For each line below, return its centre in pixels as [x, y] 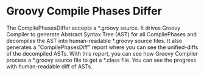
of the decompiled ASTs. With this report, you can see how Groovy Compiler [102, 53]
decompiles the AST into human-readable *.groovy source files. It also [94, 41]
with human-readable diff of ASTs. [49, 66]
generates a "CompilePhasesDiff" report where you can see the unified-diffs [102, 47]
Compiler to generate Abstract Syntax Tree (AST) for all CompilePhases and [101, 34]
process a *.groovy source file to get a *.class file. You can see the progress [101, 60]
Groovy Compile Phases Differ [84, 11]
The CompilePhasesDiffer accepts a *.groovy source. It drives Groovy [93, 28]
